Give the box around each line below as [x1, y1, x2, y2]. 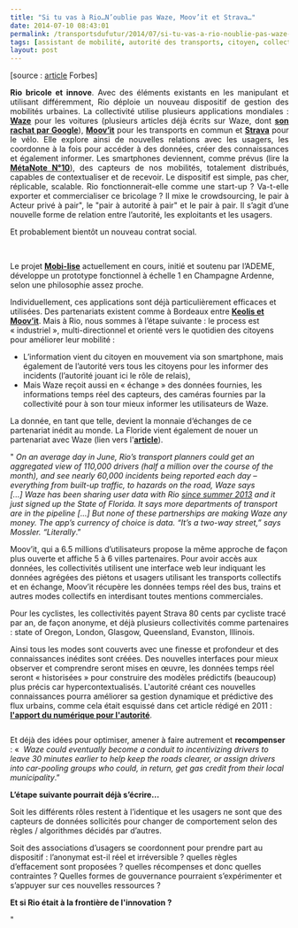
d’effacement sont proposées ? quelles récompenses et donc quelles [10, 862, 262, 872]
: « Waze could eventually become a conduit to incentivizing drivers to [10, 744, 269, 755]
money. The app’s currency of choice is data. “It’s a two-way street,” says [10, 518, 281, 528]
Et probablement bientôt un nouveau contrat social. [10, 226, 197, 237]
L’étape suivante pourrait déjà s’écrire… [10, 789, 160, 801]
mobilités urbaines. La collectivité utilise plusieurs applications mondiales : [10, 106, 289, 117]
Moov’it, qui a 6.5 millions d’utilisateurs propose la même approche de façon [10, 544, 288, 555]
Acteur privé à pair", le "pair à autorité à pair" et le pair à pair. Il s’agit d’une [10, 200, 289, 211]
